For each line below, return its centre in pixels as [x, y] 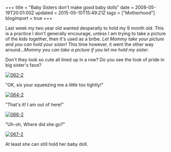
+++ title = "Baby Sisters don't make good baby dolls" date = [70, 7]
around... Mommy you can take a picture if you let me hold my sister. [77, 50]
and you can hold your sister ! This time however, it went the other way [80, 44]
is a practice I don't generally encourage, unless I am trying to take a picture [86, 33]
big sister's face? [24, 65]
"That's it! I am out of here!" [35, 105]
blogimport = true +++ [29, 18]
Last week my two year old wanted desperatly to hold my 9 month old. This [84, 28]
